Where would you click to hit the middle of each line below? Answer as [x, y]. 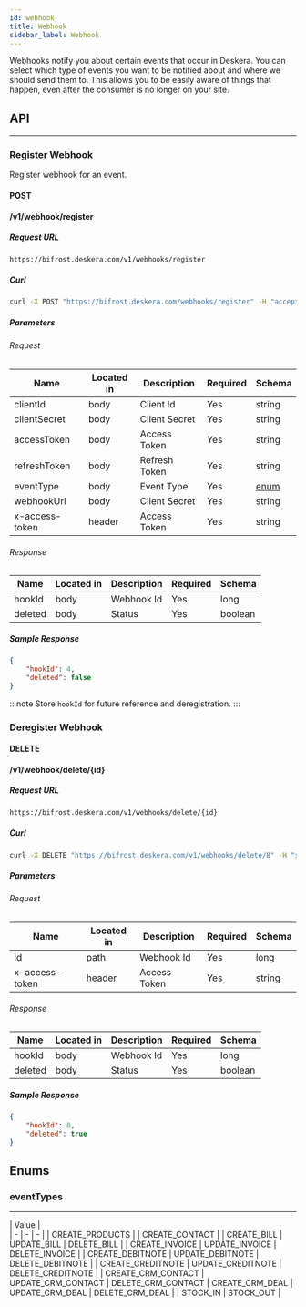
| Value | [25, 1225]
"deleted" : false [59, 677]
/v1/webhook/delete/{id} [57, 769]
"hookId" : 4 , [51, 669]
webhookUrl [40, 500]
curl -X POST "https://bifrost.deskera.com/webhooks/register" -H [138, 302]
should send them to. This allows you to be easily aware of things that [140, 80]
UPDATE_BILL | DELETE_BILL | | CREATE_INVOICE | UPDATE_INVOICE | [143, 1244]
